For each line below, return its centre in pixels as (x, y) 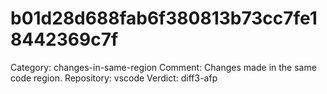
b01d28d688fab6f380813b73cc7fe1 (164, 18)
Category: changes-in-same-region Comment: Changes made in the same (163, 67)
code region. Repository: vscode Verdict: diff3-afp (114, 78)
